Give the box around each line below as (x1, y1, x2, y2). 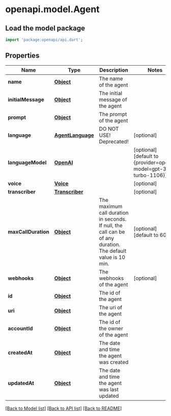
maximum (99, 202, 123, 210)
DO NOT (99, 125, 119, 132)
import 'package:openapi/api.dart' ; (5, 37, 83, 42)
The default (99, 247, 127, 254)
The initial (99, 90, 123, 97)
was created (99, 359, 129, 366)
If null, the (99, 222, 123, 229)
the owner (99, 324, 123, 332)
